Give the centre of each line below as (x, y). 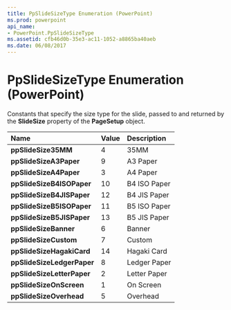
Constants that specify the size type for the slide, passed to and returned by (116, 113)
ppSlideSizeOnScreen (47, 284)
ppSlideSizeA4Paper (45, 172)
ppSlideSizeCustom (44, 239)
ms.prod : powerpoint (37, 20)
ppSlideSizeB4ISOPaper (51, 183)
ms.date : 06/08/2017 (37, 46)
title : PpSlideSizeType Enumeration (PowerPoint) (80, 13)
